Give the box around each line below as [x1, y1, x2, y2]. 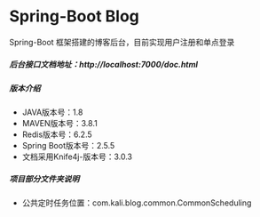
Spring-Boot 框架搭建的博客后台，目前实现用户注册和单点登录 [9, 36, 235, 47]
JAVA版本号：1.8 [21, 107, 83, 117]
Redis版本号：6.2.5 [21, 129, 93, 140]
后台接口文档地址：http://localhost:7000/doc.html [9, 59, 198, 69]
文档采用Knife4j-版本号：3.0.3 [21, 151, 133, 162]
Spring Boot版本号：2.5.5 [21, 141, 115, 151]
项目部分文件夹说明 [9, 173, 80, 184]
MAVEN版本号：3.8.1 [21, 118, 98, 129]
